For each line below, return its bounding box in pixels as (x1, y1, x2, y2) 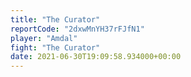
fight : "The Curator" (10, 42, 101, 53)
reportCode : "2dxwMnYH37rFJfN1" (10, 24, 145, 34)
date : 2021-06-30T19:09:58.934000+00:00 (10, 52, 182, 62)
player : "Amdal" (10, 33, 78, 43)
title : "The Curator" (10, 14, 101, 25)
